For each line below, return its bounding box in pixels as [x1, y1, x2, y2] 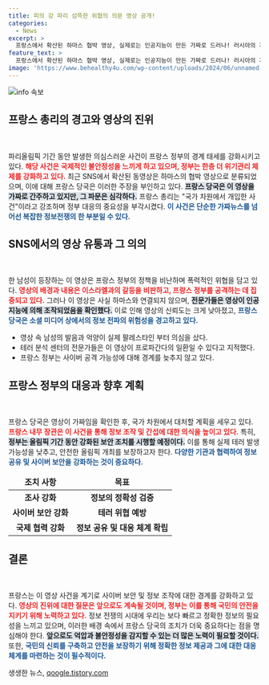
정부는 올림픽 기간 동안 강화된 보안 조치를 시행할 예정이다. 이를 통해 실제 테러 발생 [8, 437, 260, 446]
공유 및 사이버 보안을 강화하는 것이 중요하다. [8, 457, 144, 467]
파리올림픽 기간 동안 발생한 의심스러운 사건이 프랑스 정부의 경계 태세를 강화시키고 [8, 151, 261, 161]
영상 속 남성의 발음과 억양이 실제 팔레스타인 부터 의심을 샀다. [19, 332, 208, 342]
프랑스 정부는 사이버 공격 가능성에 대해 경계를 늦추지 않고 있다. [19, 353, 215, 362]
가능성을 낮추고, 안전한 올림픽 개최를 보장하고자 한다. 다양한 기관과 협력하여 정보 [8, 447, 258, 457]
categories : [8, 19, 48, 27]
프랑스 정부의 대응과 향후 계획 [8, 378, 145, 392]
